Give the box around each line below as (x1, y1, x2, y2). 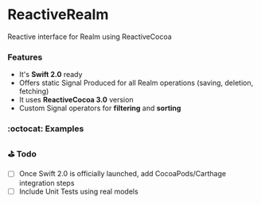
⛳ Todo (7, 148, 37, 160)
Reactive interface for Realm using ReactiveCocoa (7, 32, 172, 41)
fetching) (18, 87, 49, 96)
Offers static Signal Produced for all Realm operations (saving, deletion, (18, 78, 254, 88)
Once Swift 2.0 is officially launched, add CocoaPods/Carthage (18, 169, 227, 179)
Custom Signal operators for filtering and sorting (18, 103, 181, 113)
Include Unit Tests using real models (18, 187, 138, 196)
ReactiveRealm (7, 6, 109, 24)
